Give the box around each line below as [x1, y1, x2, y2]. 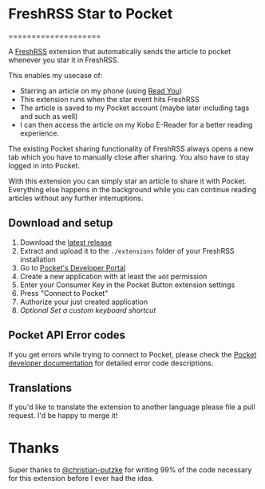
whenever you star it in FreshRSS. [8, 55, 120, 65]
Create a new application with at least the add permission [19, 271, 208, 281]
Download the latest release [19, 237, 113, 247]
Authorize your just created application [19, 297, 148, 306]
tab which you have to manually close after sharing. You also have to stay [8, 152, 250, 162]
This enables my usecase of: [8, 70, 103, 80]
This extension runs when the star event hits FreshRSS [19, 94, 200, 104]
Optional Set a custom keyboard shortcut [19, 305, 156, 315]
